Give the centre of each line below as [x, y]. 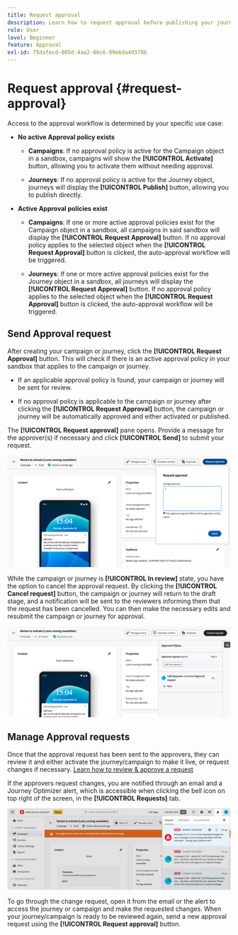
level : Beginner [31, 38]
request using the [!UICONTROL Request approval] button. [94, 924]
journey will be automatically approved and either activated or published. [124, 416]
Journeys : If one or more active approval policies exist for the [118, 274]
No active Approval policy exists [66, 137]
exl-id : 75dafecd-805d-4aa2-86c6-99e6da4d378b [77, 53]
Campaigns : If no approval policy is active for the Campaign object [126, 151]
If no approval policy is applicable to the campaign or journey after [114, 401]
